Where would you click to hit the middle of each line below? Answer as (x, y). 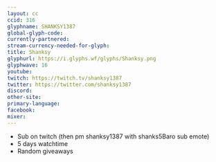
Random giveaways (45, 151)
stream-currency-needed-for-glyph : (58, 46)
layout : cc (23, 13)
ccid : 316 (21, 20)
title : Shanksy (29, 53)
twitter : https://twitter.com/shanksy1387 (69, 84)
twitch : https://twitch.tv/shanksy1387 (65, 78)
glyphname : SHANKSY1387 (42, 26)
